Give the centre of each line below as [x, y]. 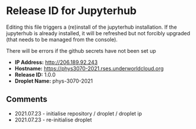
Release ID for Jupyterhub [72, 11]
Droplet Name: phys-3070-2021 [54, 81]
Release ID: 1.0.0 [35, 74]
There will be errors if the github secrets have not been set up [81, 50]
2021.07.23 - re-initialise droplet [53, 120]
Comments [27, 99]
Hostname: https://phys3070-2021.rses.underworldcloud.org [89, 68]
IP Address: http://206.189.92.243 [56, 62]
